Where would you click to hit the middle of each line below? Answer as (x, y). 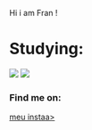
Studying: (46, 49)
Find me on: (35, 97)
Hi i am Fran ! (33, 13)
